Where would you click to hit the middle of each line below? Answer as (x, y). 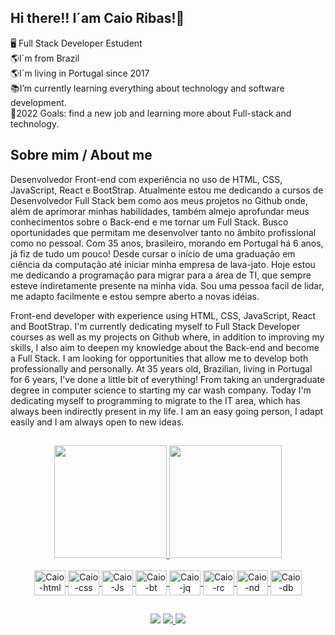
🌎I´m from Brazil (45, 58)
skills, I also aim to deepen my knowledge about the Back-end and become (165, 347)
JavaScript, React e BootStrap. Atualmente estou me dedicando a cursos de (167, 190)
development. (38, 102)
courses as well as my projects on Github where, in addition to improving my (167, 337)
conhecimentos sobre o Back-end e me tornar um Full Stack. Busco (149, 222)
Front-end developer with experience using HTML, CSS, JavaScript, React (163, 315)
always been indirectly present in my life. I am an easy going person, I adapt (167, 411)
